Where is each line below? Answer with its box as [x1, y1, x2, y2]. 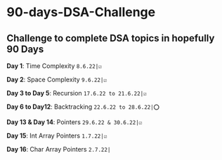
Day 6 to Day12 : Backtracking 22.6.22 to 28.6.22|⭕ [6, 102, 159, 111]
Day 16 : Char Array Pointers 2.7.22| [6, 145, 111, 153]
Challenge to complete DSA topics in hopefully [6, 32, 215, 44]
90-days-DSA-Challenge [6, 4, 156, 20]
